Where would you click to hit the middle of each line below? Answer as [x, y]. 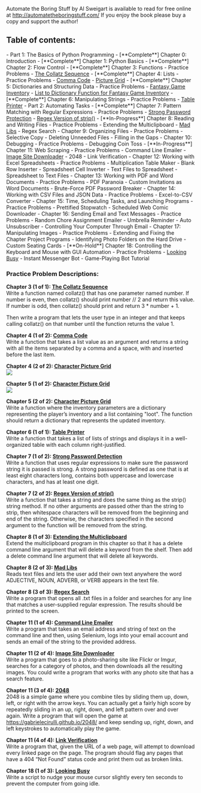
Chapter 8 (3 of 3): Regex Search [48, 592]
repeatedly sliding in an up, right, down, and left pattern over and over [92, 710]
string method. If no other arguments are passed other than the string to [95, 506]
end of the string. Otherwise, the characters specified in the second [90, 519]
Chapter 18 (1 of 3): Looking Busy [48, 771]
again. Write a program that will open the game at [67, 716]
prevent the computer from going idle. [53, 783]
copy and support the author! [42, 21]
